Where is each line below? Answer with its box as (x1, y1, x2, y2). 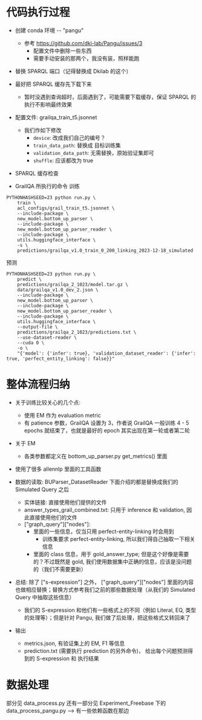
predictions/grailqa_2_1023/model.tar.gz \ (17, 281, 129, 287)
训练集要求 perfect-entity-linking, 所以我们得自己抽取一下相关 (42, 535, 195, 542)
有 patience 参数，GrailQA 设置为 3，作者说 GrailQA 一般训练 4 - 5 (24, 419, 189, 427)
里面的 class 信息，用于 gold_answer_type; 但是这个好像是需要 (33, 550, 189, 557)
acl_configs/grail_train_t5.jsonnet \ (17, 205, 115, 211)
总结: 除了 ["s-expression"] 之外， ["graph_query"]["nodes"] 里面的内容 (15, 578, 194, 586)
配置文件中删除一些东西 (33, 47, 92, 54)
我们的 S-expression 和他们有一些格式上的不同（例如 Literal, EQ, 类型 (24, 606, 197, 614)
